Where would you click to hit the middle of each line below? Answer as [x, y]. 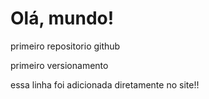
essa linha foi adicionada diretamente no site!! [105, 84]
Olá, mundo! [62, 18]
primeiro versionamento [59, 65]
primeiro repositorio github [65, 46]
